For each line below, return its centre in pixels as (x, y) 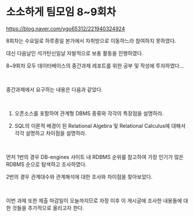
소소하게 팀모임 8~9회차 (61, 12)
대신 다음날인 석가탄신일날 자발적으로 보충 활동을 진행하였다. (75, 53)
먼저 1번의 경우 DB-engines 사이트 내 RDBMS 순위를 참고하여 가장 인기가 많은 (95, 157)
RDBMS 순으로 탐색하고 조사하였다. (46, 164)
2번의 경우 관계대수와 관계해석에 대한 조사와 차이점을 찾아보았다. (79, 177)
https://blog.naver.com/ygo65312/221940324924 (66, 28)
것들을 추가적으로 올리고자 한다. (48, 208)
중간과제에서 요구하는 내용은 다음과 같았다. (55, 89)
